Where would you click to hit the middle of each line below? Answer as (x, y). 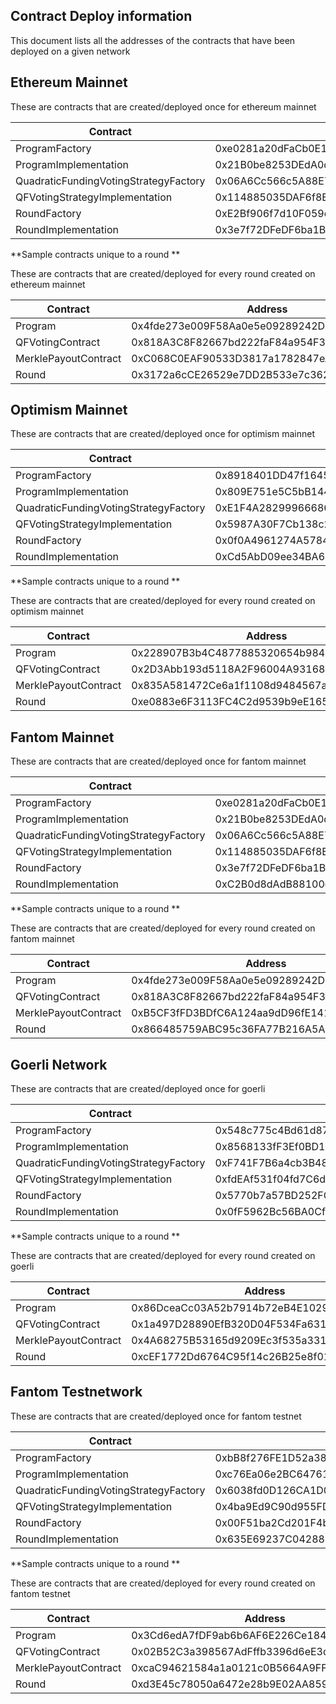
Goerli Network (59, 1064)
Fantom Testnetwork (76, 1392)
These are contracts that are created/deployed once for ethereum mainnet (163, 106)
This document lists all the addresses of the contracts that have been (153, 40)
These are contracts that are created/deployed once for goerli (138, 1089)
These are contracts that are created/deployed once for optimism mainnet (162, 434)
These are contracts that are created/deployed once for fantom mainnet (158, 761)
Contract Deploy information (101, 16)
